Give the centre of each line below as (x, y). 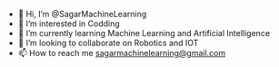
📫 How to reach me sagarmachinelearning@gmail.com (121, 53)
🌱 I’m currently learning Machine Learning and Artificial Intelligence (144, 33)
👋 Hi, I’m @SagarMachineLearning (82, 14)
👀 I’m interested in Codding (69, 24)
